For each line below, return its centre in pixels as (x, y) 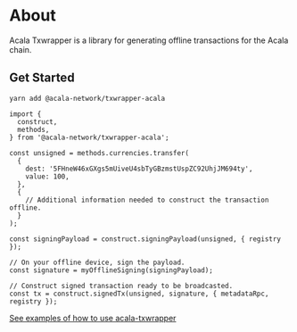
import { (25, 114)
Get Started (42, 78)
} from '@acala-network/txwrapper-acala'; (89, 137)
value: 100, (47, 176)
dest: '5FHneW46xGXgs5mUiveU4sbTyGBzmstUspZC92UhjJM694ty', (139, 169)
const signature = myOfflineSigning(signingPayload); (111, 270)
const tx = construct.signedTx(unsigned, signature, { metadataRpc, (139, 294)
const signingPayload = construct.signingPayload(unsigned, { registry (145, 239)
